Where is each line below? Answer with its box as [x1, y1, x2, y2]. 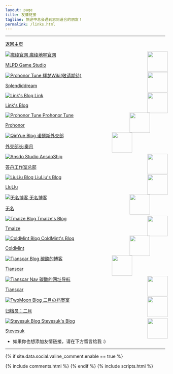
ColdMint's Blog [41, 235, 75, 242]
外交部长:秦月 [5, 143, 34, 150]
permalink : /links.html [5, 21, 56, 27]
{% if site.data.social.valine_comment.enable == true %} [5, 353, 123, 359]
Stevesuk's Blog [41, 318, 75, 324]
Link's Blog [5, 102, 29, 108]
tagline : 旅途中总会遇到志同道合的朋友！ [5, 17, 83, 22]
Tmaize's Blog [37, 216, 67, 222]
